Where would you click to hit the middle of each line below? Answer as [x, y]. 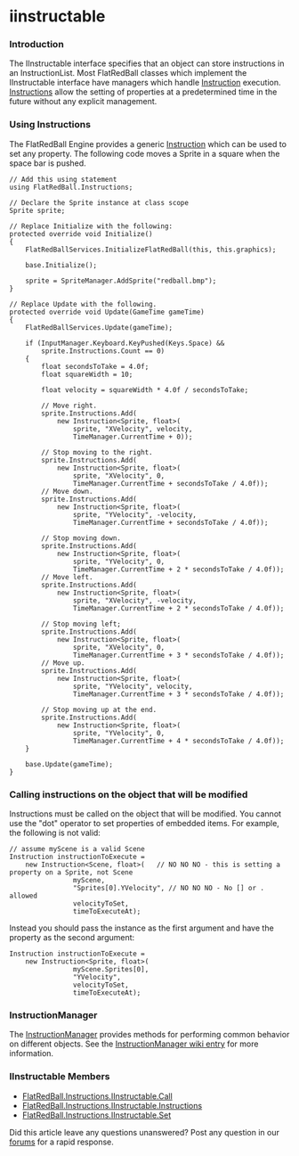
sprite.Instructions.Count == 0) [103, 351]
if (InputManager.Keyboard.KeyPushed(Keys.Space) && [125, 343]
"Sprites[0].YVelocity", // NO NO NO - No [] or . [169, 889]
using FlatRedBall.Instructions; [71, 187]
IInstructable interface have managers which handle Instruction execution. [145, 83]
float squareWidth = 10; [87, 374]
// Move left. [67, 577]
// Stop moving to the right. [97, 452]
